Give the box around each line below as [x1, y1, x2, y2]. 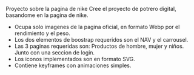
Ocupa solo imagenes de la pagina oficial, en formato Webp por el [14, 24, 180, 30]
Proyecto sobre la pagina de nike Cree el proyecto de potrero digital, [5, 5, 176, 12]
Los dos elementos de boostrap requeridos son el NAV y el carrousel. [14, 36, 189, 43]
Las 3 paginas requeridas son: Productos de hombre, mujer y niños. [14, 42, 184, 50]
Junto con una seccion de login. [14, 49, 95, 56]
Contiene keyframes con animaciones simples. [14, 62, 132, 69]
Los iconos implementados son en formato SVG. [14, 56, 136, 62]
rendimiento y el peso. [14, 30, 70, 37]
